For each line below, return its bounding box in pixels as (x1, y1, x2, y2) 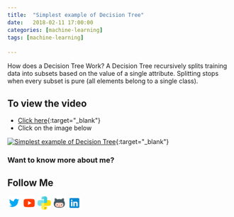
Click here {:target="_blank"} (17, 116, 101, 124)
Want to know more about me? (7, 155, 115, 165)
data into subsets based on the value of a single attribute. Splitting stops (7, 69, 219, 78)
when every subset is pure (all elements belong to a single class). (7, 77, 199, 85)
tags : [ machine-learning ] (7, 34, 84, 41)
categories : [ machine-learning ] (7, 26, 103, 33)
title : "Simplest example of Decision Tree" (7, 11, 144, 18)
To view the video (7, 97, 87, 109)
